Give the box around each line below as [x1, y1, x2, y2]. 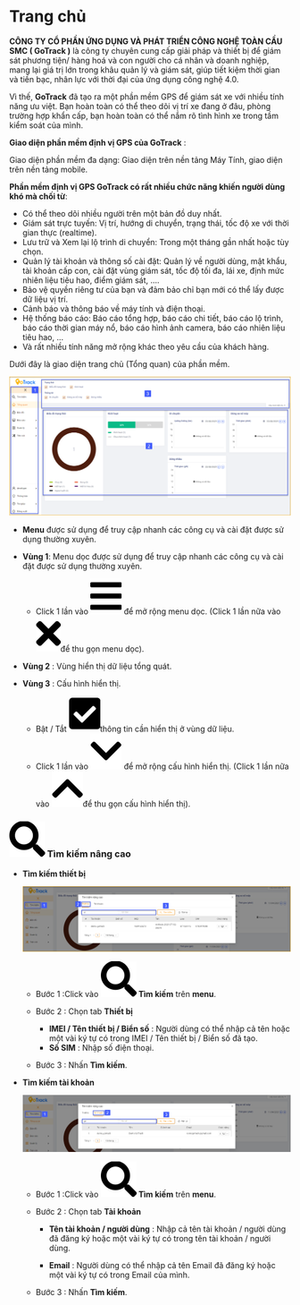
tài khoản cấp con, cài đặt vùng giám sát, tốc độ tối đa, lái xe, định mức [21, 265, 285, 276]
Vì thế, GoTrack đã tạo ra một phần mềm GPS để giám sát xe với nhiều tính [9, 91, 284, 102]
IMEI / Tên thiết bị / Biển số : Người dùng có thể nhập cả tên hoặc [48, 1023, 290, 1034]
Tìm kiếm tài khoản [21, 1077, 96, 1087]
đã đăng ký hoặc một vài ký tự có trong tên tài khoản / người [48, 1233, 271, 1244]
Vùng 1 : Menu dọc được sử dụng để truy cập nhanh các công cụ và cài [21, 551, 284, 562]
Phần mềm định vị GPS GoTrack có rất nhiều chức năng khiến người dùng [9, 181, 286, 192]
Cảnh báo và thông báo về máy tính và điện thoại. [21, 303, 205, 314]
